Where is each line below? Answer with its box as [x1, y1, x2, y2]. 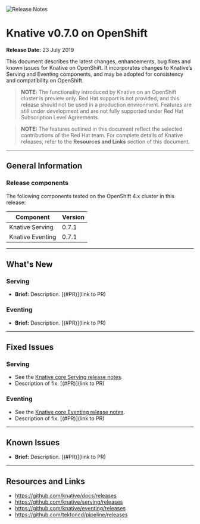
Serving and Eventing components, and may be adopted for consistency [6, 70, 183, 78]
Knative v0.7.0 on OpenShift [6, 27, 148, 40]
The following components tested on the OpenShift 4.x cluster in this [6, 192, 174, 199]
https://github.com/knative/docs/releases [14, 492, 117, 500]
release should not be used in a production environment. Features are [20, 101, 192, 108]
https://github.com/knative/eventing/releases [14, 505, 126, 512]
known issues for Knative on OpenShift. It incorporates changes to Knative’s [6, 64, 192, 71]
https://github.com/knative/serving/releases [14, 498, 123, 505]
